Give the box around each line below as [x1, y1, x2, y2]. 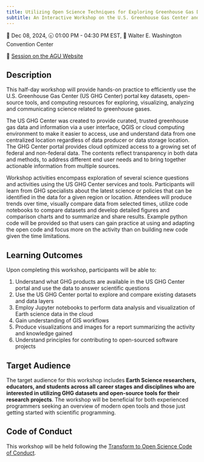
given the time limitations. [6, 233, 71, 240]
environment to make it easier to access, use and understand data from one [6, 130, 196, 138]
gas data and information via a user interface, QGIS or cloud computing [6, 124, 185, 131]
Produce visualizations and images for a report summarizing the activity [15, 323, 195, 331]
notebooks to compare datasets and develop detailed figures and [6, 206, 170, 214]
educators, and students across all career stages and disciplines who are [6, 383, 195, 390]
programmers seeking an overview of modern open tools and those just [6, 402, 186, 410]
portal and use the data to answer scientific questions [15, 284, 150, 292]
